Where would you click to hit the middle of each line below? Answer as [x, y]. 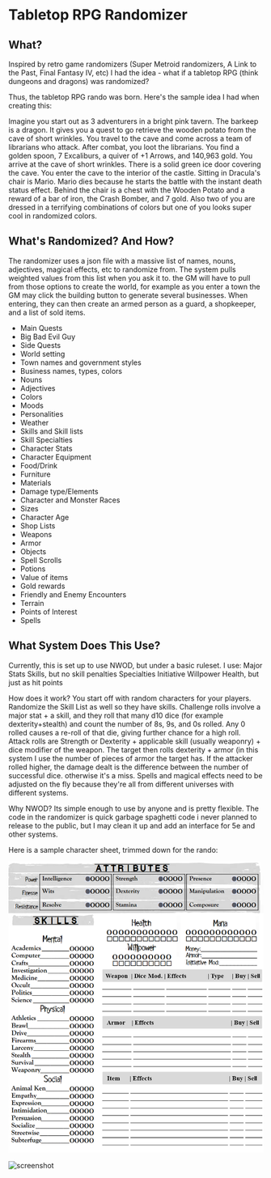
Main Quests [41, 328]
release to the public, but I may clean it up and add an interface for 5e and [132, 825]
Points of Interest [49, 612]
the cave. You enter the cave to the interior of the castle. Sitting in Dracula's [135, 173]
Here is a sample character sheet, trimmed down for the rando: [113, 850]
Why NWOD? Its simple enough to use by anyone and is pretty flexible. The [134, 808]
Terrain [32, 603]
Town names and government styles [80, 362]
